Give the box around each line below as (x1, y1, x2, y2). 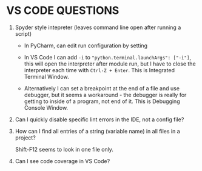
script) (15, 30, 32, 37)
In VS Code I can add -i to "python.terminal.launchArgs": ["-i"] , (24, 53, 192, 61)
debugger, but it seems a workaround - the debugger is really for (24, 91, 187, 98)
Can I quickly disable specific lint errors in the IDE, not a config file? (15, 116, 184, 123)
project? (15, 134, 36, 141)
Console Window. (24, 104, 69, 111)
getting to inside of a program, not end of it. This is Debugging (24, 98, 180, 105)
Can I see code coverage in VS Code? (15, 157, 110, 164)
